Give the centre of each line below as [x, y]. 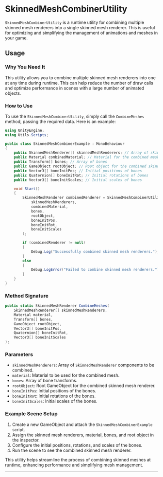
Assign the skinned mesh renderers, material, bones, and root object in [83, 435]
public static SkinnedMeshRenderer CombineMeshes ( [57, 306]
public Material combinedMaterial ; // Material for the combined [81, 157]
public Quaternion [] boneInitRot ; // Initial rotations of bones [81, 175]
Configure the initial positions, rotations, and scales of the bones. [77, 445]
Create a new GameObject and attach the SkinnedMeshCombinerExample [82, 424]
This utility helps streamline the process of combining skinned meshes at [78, 459]
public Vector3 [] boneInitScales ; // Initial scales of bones [78, 180]
